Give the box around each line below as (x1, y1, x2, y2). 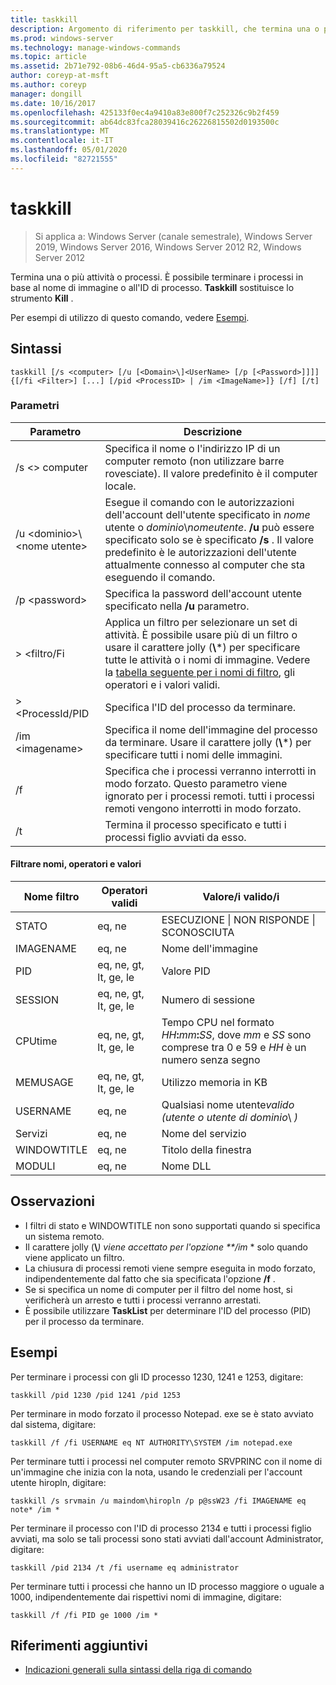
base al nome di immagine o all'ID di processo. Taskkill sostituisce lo (10, 281, 295, 293)
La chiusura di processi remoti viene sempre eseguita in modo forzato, (24, 1262, 316, 1274)
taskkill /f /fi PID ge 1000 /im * (10, 1610, 159, 1620)
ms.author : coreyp (10, 80, 87, 90)
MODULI (15, 1159, 56, 1173)
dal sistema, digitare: (10, 1418, 97, 1430)
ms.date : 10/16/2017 (10, 98, 97, 108)
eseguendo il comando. (104, 570, 216, 584)
